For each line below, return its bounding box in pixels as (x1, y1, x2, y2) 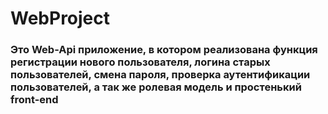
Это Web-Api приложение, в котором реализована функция (10, 43, 318, 57)
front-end (10, 93, 59, 107)
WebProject (10, 7, 111, 30)
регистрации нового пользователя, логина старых (10, 55, 271, 69)
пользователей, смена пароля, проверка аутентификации (10, 68, 311, 82)
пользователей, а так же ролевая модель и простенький (10, 80, 302, 94)
